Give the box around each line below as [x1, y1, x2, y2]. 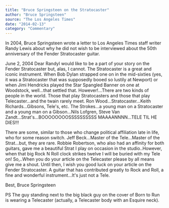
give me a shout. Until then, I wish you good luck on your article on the [5, 162, 152, 168]
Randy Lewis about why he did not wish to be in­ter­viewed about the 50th [5, 45, 157, 51]
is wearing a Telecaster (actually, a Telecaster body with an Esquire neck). [5, 197, 160, 203]
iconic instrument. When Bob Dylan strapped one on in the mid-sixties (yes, [5, 71, 162, 77]
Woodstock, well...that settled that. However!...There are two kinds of [5, 87, 149, 93]
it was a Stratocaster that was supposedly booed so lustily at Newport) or [5, 77, 158, 83]
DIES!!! [5, 120, 19, 126]
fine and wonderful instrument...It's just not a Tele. [5, 172, 110, 178]
